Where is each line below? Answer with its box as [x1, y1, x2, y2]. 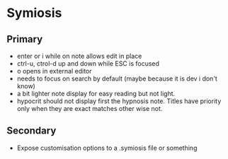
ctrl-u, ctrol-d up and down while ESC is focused [16, 59, 160, 68]
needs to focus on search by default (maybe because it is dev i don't [16, 74, 217, 83]
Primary [6, 33, 43, 45]
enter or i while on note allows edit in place [16, 52, 142, 60]
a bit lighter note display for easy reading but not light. [16, 90, 176, 98]
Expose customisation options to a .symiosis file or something [16, 143, 198, 152]
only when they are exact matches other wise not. [16, 105, 163, 112]
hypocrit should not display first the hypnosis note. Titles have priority [16, 97, 222, 105]
